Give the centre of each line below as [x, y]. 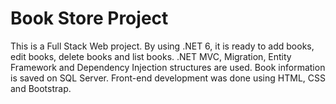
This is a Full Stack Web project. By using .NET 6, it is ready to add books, [162, 46]
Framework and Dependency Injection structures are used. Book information [168, 67]
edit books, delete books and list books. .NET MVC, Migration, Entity [151, 56]
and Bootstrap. [41, 88]
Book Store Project [89, 18]
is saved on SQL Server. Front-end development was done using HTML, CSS [168, 78]
